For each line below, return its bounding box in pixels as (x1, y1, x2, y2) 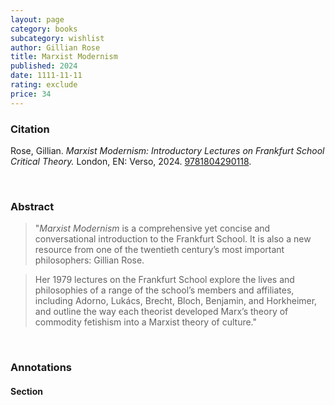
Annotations (10, 361, 72, 375)
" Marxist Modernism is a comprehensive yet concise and (34, 222, 271, 235)
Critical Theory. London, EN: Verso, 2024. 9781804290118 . (10, 155, 252, 167)
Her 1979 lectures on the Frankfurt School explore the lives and (34, 274, 295, 286)
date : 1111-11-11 (10, 71, 83, 81)
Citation (10, 122, 50, 136)
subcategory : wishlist (10, 33, 105, 43)
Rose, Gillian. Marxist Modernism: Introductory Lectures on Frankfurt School (10, 144, 325, 156)
